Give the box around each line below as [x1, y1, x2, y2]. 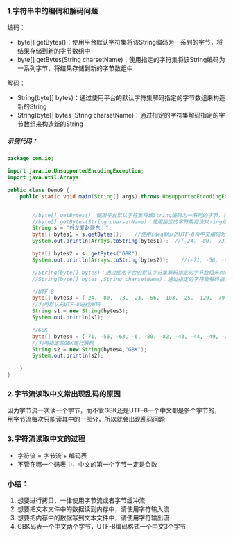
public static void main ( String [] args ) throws [19, 193, 159, 200]
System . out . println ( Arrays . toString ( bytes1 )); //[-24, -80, [32, 238, 213, 245]
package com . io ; [7, 155, 54, 162]
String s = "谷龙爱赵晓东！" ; [32, 225, 112, 232]
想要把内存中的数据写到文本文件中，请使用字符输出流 [17, 513, 170, 522]
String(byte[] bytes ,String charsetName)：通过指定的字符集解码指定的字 [17, 111, 225, 120]
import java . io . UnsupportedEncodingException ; [7, 168, 144, 175]
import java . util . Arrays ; [7, 174, 82, 182]
